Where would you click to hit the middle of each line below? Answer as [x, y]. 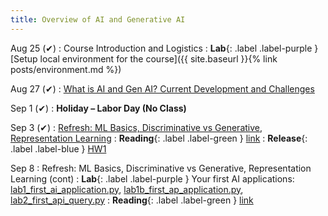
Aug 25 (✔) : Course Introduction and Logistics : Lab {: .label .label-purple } [164, 48]
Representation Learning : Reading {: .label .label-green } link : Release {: [159, 138]
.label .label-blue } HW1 [58, 148]
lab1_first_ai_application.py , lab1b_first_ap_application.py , [127, 189]
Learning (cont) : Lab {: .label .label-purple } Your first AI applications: [152, 178]
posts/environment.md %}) [66, 69]
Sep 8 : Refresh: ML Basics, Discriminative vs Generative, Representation [161, 168]
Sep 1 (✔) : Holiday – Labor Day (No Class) [98, 108]
